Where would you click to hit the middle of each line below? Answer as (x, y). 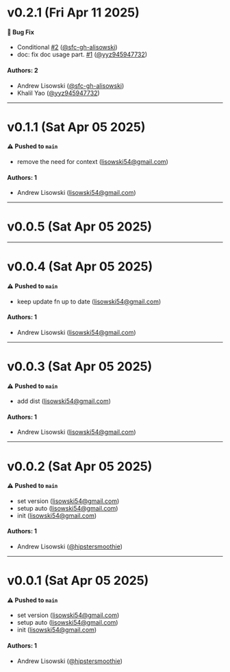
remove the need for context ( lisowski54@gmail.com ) (93, 161)
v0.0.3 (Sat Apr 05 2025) (80, 366)
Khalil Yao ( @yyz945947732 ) (59, 93)
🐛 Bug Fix (21, 32)
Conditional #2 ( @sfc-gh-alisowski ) (67, 47)
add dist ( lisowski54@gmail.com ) (64, 401)
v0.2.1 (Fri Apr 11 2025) (74, 13)
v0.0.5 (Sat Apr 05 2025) (80, 227)
